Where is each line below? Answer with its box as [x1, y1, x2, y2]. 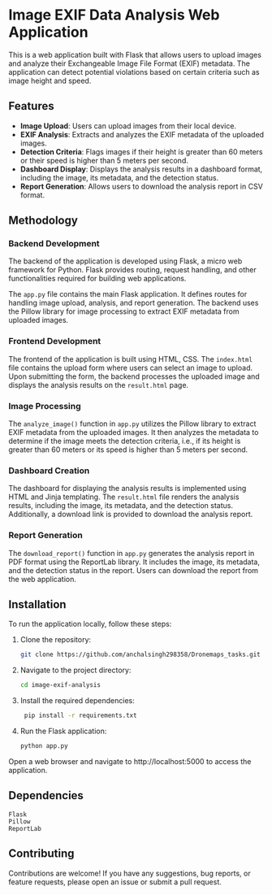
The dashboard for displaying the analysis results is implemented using [8, 484, 247, 493]
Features [8, 99, 54, 113]
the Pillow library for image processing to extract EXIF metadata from [8, 306, 240, 316]
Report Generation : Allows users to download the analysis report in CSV [19, 181, 264, 191]
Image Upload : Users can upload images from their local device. [19, 120, 237, 131]
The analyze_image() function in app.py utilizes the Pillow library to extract [8, 419, 257, 428]
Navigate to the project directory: [19, 665, 132, 676]
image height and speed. [8, 76, 92, 85]
